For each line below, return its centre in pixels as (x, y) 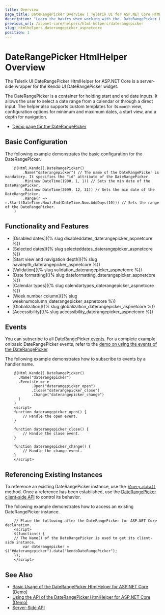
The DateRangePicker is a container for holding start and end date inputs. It (82, 96)
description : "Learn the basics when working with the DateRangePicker (81, 19)
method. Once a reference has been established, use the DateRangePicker (81, 492)
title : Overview (22, 10)
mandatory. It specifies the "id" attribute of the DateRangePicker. (78, 177)
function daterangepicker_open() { (50, 412)
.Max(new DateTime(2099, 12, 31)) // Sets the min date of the (89, 190)
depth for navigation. (26, 117)
